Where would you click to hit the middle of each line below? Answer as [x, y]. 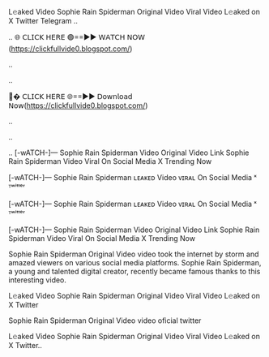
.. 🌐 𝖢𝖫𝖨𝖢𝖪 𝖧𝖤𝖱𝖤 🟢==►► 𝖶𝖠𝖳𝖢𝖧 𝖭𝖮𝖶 [77, 37]
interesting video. [38, 280]
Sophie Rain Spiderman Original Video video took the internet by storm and [134, 254]
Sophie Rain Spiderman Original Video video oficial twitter [105, 320]
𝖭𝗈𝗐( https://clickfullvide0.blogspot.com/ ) [78, 105]
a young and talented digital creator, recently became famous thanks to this [134, 271]
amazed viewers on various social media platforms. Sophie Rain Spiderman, [135, 262]
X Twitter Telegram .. [43, 21]
